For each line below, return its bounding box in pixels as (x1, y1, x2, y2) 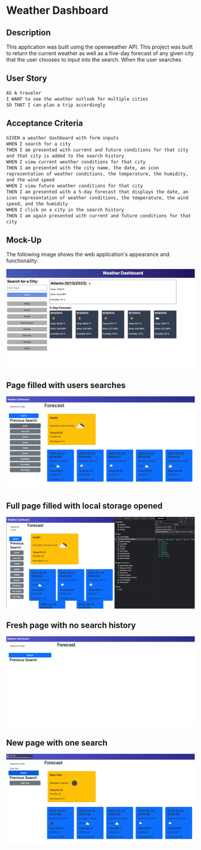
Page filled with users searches (6, 380, 126, 390)
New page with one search (6, 737, 108, 748)
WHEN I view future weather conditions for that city (6, 183, 144, 189)
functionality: (6, 257, 39, 264)
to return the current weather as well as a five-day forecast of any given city (6, 50, 194, 57)
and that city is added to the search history (6, 153, 124, 159)
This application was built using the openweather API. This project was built (6, 43, 193, 50)
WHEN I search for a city (6, 141, 71, 147)
